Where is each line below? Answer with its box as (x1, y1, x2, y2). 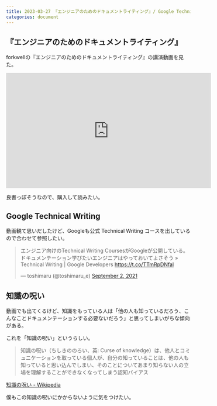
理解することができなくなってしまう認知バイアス (30, 369, 149, 376)
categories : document (6, 14, 59, 20)
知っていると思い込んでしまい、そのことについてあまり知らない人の (20, 361, 184, 369)
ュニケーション (20, 354, 57, 361)
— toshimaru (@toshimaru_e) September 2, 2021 (20, 273, 138, 280)
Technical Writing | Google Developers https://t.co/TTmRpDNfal (20, 261, 174, 268)
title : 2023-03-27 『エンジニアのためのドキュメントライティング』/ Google (6, 8, 174, 15)
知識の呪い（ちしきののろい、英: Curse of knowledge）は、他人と (20, 346, 180, 354)
